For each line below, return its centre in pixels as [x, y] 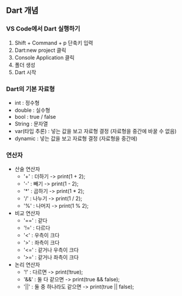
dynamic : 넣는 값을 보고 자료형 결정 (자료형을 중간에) [76, 138]
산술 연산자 [27, 169]
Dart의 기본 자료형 [31, 89]
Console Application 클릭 [44, 57]
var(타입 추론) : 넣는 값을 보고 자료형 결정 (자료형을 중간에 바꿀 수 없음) [96, 131]
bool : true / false [35, 117]
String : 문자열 [31, 124]
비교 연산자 [27, 213]
